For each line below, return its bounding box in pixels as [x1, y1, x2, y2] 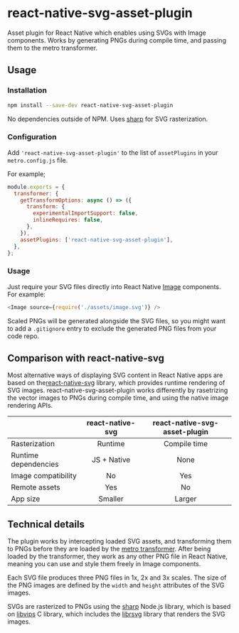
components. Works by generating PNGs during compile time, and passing [7, 36, 226, 44]
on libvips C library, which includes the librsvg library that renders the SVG [7, 610, 225, 619]
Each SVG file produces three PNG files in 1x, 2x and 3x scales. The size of [7, 573, 227, 582]
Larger [174, 494, 197, 504]
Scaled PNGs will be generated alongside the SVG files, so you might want [7, 316, 226, 325]
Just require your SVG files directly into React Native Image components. [7, 282, 222, 291]
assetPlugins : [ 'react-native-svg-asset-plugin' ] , [20, 236, 174, 243]
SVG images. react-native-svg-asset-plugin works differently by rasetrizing [7, 386, 228, 395]
